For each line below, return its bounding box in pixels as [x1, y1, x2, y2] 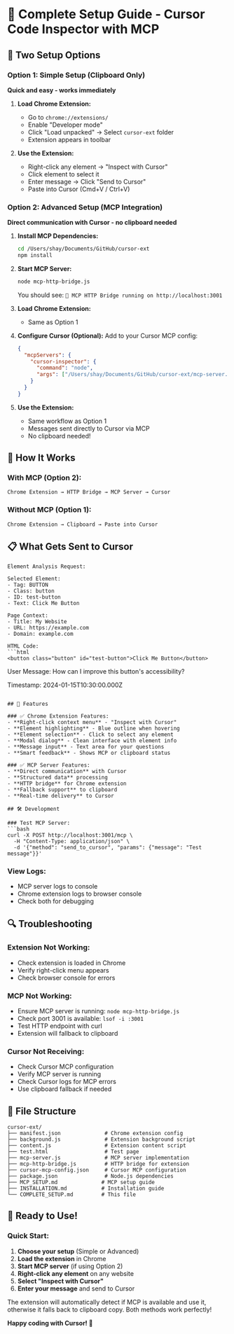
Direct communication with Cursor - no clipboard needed [7, 218, 177, 227]
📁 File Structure [7, 1105, 76, 1117]
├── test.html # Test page [7, 1148, 139, 1155]
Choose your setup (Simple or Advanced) [17, 1246, 139, 1256]
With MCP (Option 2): [7, 473, 82, 482]
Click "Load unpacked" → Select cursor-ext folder [27, 127, 174, 136]
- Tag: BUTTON [7, 581, 49, 588]
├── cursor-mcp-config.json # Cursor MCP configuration [7, 1166, 187, 1174]
